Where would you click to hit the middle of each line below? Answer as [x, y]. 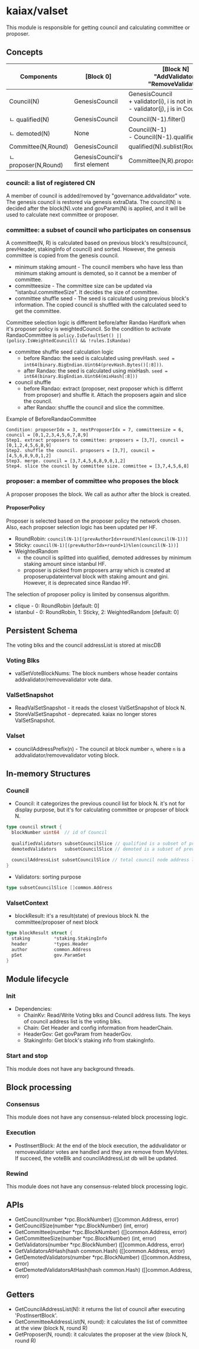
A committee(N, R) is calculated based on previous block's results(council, [97, 243]
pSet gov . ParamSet [49, 955]
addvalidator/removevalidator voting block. [67, 755]
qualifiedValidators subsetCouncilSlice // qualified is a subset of [99, 844]
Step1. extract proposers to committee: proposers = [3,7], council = [95, 440]
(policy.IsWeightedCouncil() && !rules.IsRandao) [69, 341]
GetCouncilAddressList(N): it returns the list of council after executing [100, 1309]
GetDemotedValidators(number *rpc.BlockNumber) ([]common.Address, [103, 1257]
